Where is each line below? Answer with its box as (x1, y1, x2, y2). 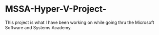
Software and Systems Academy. (5, 24, 72, 30)
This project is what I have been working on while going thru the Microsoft (5, 19, 155, 25)
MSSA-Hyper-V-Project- (5, 3, 107, 15)
